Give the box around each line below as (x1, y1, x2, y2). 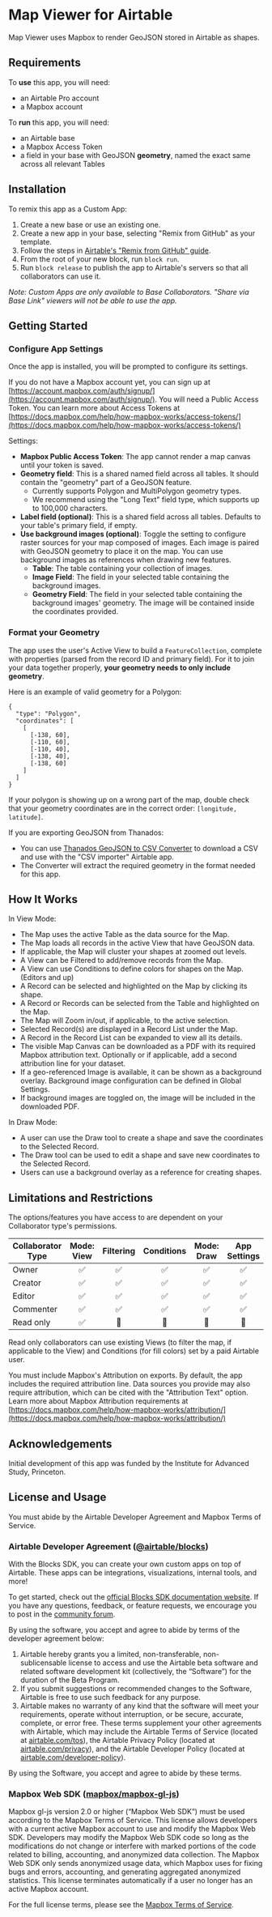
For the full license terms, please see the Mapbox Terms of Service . (8, 1900, 235, 1910)
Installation (8, 182, 66, 196)
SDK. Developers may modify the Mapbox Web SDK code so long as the (8, 1833, 249, 1842)
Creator (12, 1277, 42, 1289)
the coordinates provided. (32, 607, 119, 616)
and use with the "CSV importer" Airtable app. (19, 852, 174, 862)
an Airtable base (19, 133, 75, 143)
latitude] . (8, 812, 44, 821)
